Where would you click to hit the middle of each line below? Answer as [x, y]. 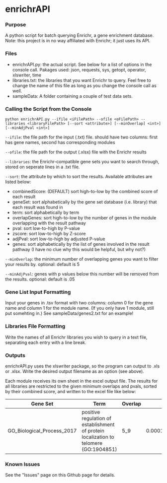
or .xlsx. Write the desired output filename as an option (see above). [75, 371]
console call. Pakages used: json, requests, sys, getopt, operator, [79, 69]
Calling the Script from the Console [48, 109]
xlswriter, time [27, 75]
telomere [92, 443]
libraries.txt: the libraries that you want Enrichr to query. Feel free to [82, 80]
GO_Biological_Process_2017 [42, 430]
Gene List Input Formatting [38, 292]
